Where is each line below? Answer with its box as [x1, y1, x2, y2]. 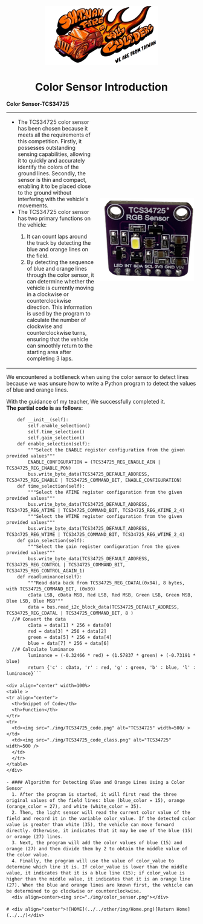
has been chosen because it [18, 124, 88, 132]
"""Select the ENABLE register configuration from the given [28, 447, 185, 453]
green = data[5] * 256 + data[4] [28, 635, 112, 641]
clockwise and [27, 323, 63, 330]
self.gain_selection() [28, 435, 85, 441]
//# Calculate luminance [11, 647, 74, 653]
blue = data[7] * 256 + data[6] [28, 641, 110, 647]
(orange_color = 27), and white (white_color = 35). [6, 804, 142, 810]
